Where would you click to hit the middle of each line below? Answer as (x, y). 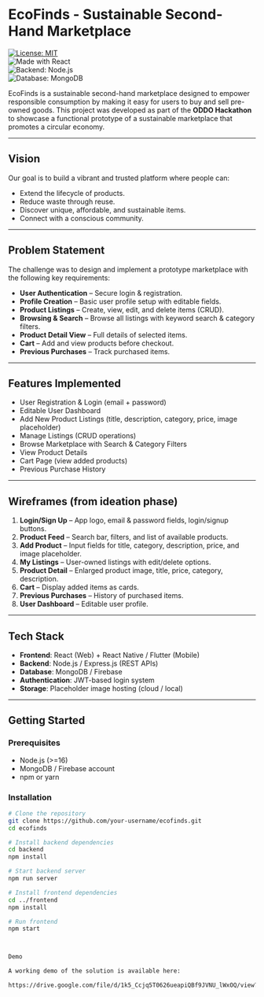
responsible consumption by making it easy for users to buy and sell (119, 102)
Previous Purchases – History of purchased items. (101, 596)
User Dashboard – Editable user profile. (84, 604)
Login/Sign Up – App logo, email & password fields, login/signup (124, 520)
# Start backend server (47, 871)
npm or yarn (39, 777)
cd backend (26, 850)
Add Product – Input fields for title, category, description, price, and (129, 545)
